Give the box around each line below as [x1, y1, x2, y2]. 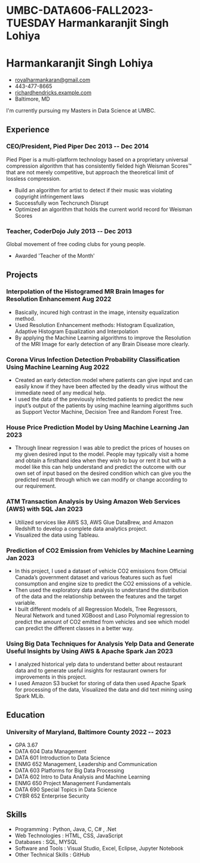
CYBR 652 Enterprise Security [14, 792, 90, 800]
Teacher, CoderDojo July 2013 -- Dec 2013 [6, 227, 133, 235]
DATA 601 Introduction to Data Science [14, 754, 110, 761]
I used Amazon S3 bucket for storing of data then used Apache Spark [14, 680, 186, 687]
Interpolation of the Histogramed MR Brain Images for [6, 287, 165, 296]
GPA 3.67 [14, 741, 38, 749]
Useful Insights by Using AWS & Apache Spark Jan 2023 [6, 647, 173, 655]
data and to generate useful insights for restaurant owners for [14, 667, 167, 674]
